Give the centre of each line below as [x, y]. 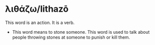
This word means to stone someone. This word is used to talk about [81, 32]
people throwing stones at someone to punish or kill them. [71, 37]
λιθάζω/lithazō [37, 9]
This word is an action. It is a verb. [40, 22]
